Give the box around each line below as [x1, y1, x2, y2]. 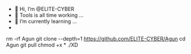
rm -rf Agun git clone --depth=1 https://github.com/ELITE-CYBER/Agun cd [6, 35, 186, 42]
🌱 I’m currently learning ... [14, 18, 77, 24]
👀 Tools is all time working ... [14, 12, 84, 19]
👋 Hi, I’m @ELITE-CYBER [14, 6, 74, 12]
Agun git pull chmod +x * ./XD [6, 41, 79, 48]
